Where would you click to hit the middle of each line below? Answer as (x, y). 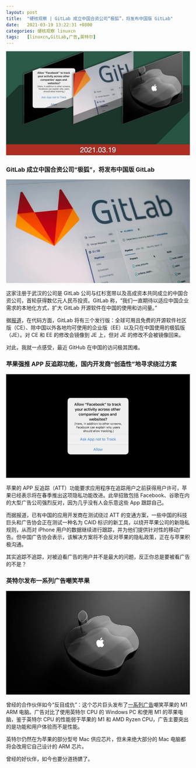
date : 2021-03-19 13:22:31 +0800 (49, 25)
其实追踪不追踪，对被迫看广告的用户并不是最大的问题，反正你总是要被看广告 (98, 557)
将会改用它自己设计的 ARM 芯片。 (47, 746)
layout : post (22, 12)
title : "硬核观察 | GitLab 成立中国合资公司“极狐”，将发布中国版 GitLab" (90, 18)
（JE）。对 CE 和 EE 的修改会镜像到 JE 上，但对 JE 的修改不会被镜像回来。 (95, 335)
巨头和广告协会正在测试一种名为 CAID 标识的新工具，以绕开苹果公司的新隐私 (98, 523)
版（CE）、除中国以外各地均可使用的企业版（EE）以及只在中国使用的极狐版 (96, 327)
